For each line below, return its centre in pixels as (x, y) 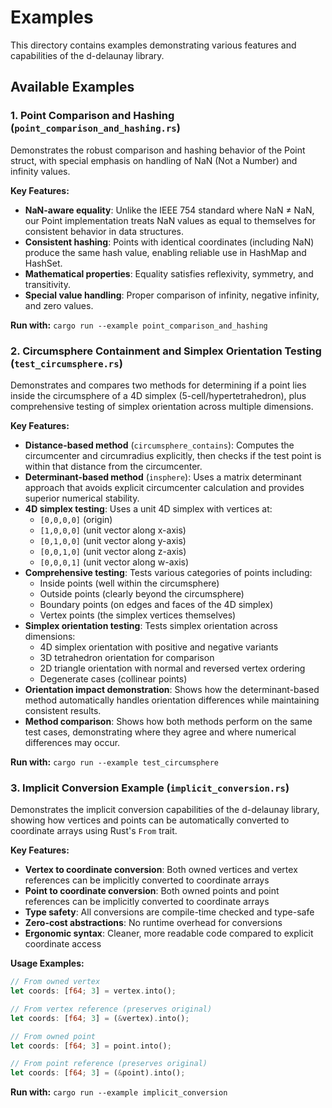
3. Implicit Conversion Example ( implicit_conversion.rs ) (150, 788)
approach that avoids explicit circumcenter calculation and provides (164, 487)
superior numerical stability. (82, 498)
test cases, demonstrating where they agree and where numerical (160, 732)
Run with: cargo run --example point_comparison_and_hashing (139, 325)
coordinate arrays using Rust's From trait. (94, 831)
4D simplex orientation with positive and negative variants (159, 647)
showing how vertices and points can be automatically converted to (150, 820)
